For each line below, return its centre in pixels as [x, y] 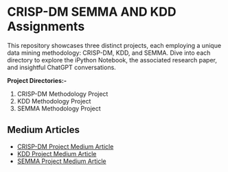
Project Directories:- [37, 80]
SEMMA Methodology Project [59, 108]
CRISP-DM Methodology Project [62, 94]
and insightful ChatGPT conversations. [62, 67]
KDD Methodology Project [54, 101]
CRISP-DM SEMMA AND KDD [92, 12]
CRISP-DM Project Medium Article [65, 146]
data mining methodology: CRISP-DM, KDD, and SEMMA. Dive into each [109, 53]
